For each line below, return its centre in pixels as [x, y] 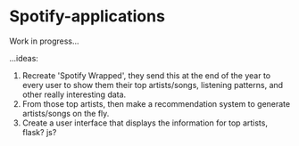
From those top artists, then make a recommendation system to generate [156, 103]
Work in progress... [44, 41]
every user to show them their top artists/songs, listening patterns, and [153, 85]
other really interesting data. [74, 94]
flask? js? [39, 132]
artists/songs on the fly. [66, 113]
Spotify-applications [87, 16]
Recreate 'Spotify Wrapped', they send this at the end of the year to [146, 75]
